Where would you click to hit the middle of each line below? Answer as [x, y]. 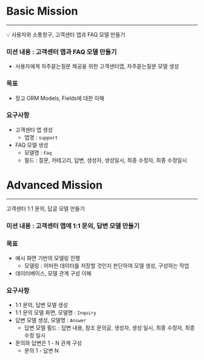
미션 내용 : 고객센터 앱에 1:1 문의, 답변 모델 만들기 [73, 225]
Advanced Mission [55, 185]
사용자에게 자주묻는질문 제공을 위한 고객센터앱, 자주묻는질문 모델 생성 [97, 66]
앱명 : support [41, 137]
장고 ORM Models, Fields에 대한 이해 [59, 98]
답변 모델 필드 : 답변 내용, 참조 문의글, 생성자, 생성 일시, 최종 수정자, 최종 [110, 328]
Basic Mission [42, 11]
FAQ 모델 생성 [32, 145]
